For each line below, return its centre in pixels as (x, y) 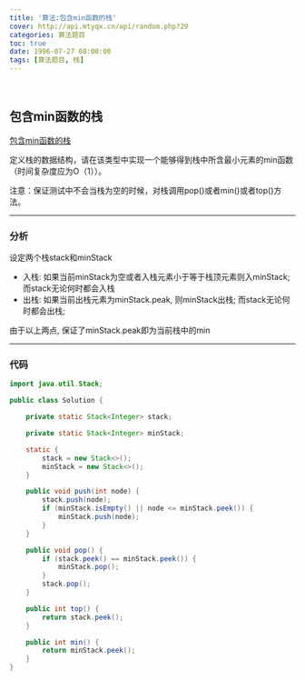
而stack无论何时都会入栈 (69, 288)
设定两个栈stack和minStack (61, 258)
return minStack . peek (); (89, 651)
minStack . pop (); (89, 567)
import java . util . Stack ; (56, 384)
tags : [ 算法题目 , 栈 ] (47, 60)
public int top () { (63, 609)
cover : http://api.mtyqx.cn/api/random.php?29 (99, 26)
